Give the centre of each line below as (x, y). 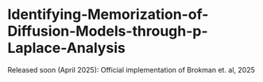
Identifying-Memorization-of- (108, 15)
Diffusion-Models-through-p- (108, 31)
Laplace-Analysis (67, 48)
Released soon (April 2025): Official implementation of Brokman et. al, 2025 (131, 69)
